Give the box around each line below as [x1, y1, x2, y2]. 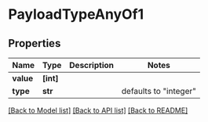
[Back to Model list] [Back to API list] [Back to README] [8, 106, 188, 115]
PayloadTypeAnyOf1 [8, 5, 144, 23]
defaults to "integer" [121, 86, 196, 96]
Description [69, 60, 114, 70]
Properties [8, 37, 61, 50]
